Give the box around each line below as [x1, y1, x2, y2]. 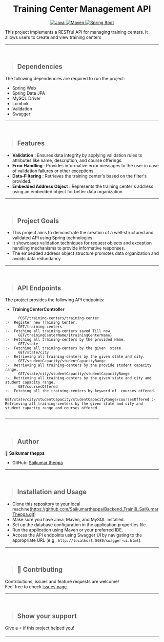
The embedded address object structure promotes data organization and [12, 250, 159, 256]
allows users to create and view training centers [5, 34, 102, 40]
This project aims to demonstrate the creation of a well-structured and [12, 230, 154, 236]
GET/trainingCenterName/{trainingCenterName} [18, 333, 112, 338]
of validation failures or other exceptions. [12, 168, 95, 174]
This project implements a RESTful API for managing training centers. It [5, 29, 148, 35]
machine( [12, 506, 32, 512]
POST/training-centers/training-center [18, 316, 99, 321]
